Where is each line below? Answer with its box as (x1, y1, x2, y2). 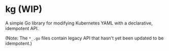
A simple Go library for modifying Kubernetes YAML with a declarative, (5, 20, 153, 26)
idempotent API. (5, 25, 39, 31)
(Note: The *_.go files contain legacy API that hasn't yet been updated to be (5, 35, 164, 41)
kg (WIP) (5, 3, 43, 15)
